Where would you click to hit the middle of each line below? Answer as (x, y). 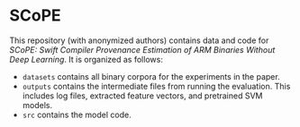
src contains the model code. (77, 114)
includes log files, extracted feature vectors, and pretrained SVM (142, 96)
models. (37, 105)
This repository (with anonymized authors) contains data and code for (139, 40)
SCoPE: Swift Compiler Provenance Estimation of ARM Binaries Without (142, 49)
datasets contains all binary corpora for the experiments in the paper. (151, 76)
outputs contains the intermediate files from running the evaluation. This (156, 86)
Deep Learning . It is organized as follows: (86, 59)
